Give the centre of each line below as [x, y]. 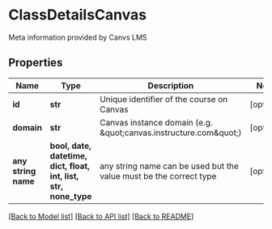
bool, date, [70, 146]
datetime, [68, 155]
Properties [36, 63]
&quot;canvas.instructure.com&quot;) [171, 133]
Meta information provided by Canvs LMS [78, 37]
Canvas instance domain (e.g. [156, 122]
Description [171, 85]
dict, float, [70, 166]
